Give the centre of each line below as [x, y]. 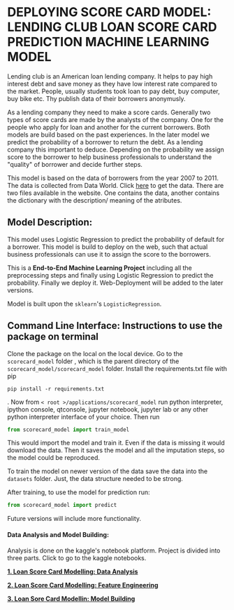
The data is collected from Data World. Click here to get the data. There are [116, 185]
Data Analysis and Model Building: [58, 534]
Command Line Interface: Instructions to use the [115, 326]
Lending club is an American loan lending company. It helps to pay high [110, 76]
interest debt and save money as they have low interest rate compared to [112, 83]
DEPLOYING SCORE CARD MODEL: [109, 12]
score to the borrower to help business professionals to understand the [110, 157]
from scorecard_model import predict [62, 506]
